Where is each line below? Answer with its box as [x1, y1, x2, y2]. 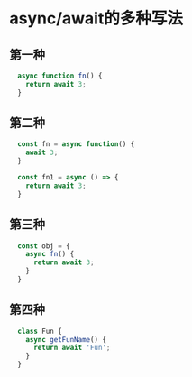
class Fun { [17, 326, 63, 336]
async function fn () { [17, 71, 103, 80]
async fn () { [25, 250, 75, 259]
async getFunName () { [25, 335, 106, 344]
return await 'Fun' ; [32, 344, 111, 353]
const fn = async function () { [17, 140, 135, 149]
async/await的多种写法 [9, 8, 183, 29]
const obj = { [17, 241, 70, 251]
